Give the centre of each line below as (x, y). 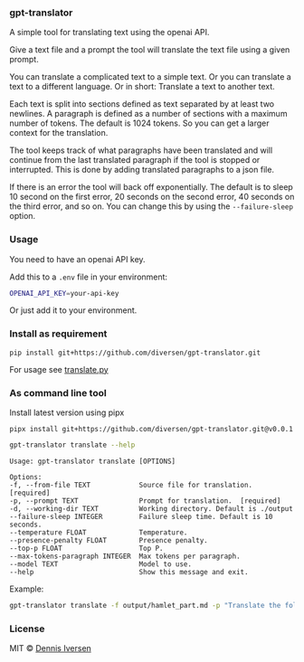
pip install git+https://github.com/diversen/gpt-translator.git (135, 353)
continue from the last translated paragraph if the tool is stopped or (135, 160)
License (27, 629)
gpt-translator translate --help (72, 445)
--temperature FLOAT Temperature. (99, 532)
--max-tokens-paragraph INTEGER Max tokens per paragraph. (125, 556)
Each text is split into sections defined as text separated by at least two (142, 104)
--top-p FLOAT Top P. (87, 548)
